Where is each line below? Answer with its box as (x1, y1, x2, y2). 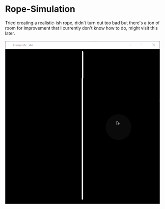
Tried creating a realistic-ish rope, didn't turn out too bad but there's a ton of (5, 20, 160, 26)
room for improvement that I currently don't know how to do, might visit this (5, 25, 158, 31)
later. (5, 30, 16, 36)
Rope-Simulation (5, 3, 75, 15)
